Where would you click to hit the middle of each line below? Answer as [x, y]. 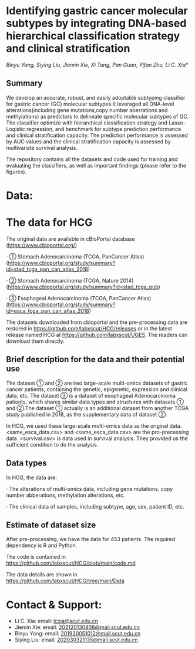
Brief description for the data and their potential [95, 360]
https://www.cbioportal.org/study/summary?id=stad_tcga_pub [83, 287]
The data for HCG [49, 223]
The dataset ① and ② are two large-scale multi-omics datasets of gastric [97, 383]
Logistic [16, 129]
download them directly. [35, 341]
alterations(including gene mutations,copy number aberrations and [87, 110]
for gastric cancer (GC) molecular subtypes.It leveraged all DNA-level [90, 104]
